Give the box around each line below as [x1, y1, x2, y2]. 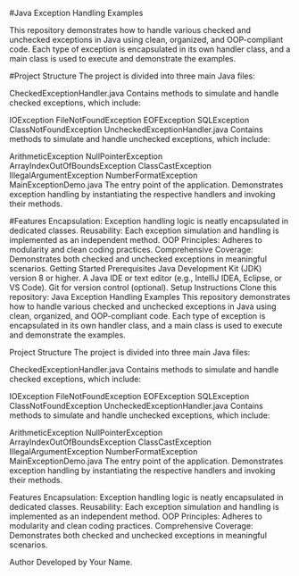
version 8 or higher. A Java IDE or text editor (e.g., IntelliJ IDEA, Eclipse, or [9, 272, 283, 283]
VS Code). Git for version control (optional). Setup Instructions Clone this [9, 282, 277, 293]
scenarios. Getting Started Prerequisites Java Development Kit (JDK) [9, 263, 262, 273]
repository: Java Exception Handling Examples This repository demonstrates [9, 292, 291, 302]
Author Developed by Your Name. [9, 557, 133, 567]
